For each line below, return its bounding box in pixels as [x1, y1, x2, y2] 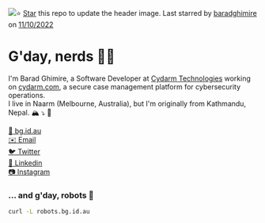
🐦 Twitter [8, 146, 41, 156]
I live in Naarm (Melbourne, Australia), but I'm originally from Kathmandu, [8, 99, 247, 108]
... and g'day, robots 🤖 [8, 190, 95, 201]
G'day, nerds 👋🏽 [8, 47, 115, 66]
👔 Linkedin [8, 158, 43, 168]
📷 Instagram [8, 167, 51, 176]
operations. [8, 90, 46, 100]
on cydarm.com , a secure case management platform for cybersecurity [8, 81, 241, 91]
